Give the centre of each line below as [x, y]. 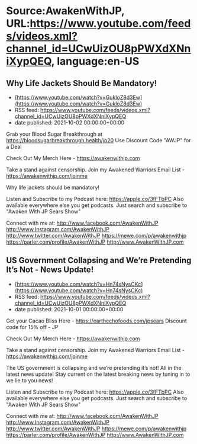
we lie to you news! [30, 380]
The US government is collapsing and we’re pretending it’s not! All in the [94, 368]
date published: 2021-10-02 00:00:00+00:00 [70, 122]
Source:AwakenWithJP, [65, 11]
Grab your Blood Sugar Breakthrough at [54, 134]
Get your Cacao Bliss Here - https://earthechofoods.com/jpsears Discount [97, 321]
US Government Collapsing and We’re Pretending [99, 261]
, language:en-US [95, 61]
